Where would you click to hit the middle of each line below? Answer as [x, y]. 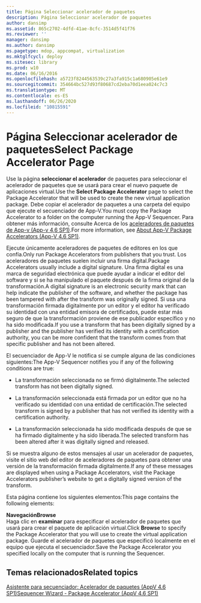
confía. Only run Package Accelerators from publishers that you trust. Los [97, 255]
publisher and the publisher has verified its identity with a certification [92, 331]
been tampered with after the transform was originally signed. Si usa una [96, 299]
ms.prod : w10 [22, 68]
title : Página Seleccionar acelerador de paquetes [71, 12]
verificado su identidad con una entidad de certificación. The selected [101, 404]
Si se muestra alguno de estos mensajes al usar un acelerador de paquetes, [100, 453]
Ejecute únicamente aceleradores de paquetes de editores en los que [92, 248]
